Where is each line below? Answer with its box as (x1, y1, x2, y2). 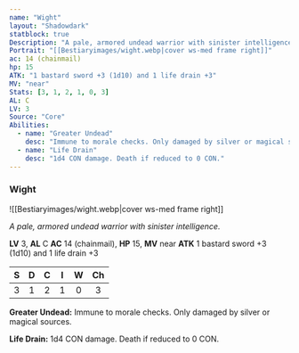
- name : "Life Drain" (17, 145, 98, 154)
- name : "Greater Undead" (17, 129, 114, 138)
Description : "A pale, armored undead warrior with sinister (9, 37, 241, 47)
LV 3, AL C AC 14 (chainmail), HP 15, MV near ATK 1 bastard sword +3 (9, 238, 267, 249)
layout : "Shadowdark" (9, 21, 90, 30)
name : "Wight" (9, 12, 62, 22)
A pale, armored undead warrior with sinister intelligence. (9, 220, 221, 232)
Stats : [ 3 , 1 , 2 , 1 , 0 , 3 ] (9, 87, 109, 96)
